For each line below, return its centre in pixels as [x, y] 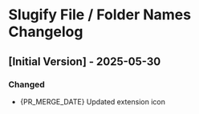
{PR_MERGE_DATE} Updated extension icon [93, 101]
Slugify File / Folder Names [99, 15]
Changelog [46, 32]
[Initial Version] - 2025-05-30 [85, 61]
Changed [27, 84]
